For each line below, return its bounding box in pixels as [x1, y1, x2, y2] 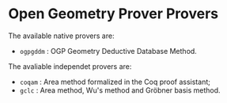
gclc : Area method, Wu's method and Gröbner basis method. [19, 85, 221, 95]
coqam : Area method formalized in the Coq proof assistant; [19, 77, 211, 86]
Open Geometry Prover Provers [8, 5, 219, 23]
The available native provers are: [8, 31, 115, 40]
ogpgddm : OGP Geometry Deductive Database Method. [19, 46, 198, 55]
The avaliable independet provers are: [8, 61, 132, 71]
